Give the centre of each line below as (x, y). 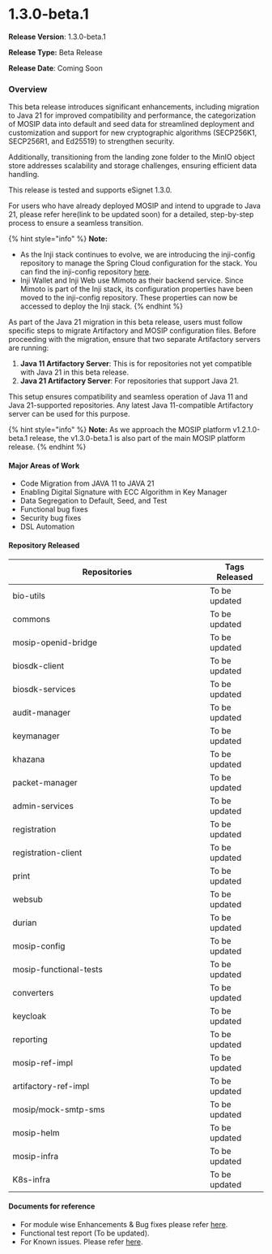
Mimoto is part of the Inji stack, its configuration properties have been (136, 289)
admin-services (43, 806)
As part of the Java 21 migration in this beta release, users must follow (125, 322)
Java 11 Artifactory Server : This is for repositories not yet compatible (136, 364)
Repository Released (44, 546)
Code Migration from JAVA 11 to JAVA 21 (87, 483)
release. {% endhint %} (47, 447)
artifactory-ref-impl (51, 1086)
